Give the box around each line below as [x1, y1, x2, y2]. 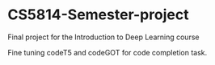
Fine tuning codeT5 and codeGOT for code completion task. [7, 47, 208, 57]
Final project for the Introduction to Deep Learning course [7, 32, 200, 42]
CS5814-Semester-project [7, 6, 189, 24]
